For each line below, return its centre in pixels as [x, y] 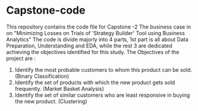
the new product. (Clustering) [51, 101]
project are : [21, 58]
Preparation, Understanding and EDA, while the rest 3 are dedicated [89, 46]
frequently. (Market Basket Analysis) [59, 88]
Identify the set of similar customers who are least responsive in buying [102, 95]
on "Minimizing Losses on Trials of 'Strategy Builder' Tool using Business [96, 33]
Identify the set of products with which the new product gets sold [95, 82]
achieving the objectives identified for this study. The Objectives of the [93, 52]
